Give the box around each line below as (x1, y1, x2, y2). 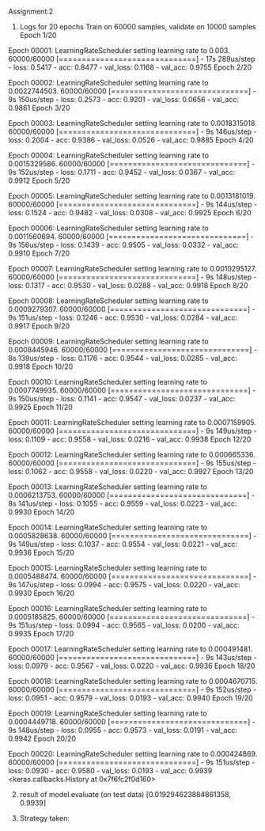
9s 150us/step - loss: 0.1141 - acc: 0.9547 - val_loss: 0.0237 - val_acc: (8, 394, 236, 403)
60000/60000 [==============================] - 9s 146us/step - (8, 127, 257, 136)
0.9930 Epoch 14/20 (8, 507, 75, 517)
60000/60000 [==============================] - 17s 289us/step (8, 55, 256, 63)
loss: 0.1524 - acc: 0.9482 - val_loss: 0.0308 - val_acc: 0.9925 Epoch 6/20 (8, 208, 252, 217)
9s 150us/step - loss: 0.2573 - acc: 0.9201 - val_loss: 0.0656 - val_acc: (8, 95, 240, 104)
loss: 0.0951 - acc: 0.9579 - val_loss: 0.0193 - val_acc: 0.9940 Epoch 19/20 (8, 693, 253, 703)
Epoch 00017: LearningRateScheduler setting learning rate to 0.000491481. (8, 644, 253, 654)
